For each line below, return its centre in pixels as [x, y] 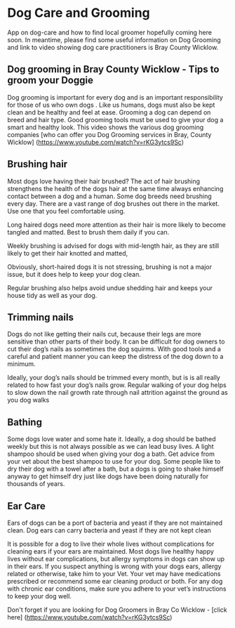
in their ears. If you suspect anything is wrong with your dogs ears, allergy [114, 566]
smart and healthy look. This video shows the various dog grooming [106, 127]
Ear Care [26, 506]
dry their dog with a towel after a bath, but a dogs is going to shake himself [116, 469]
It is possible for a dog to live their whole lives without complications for [111, 544]
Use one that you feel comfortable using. [66, 211]
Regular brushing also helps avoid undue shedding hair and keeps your [110, 288]
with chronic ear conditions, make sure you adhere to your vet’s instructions [117, 589]
